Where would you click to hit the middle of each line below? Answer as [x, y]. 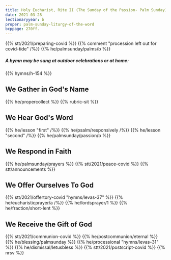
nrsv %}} [15, 253]
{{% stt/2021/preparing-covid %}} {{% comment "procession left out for [81, 43]
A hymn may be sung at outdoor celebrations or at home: [67, 60]
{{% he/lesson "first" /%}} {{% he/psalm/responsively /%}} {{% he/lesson [83, 130]
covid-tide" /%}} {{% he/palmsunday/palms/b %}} [58, 49]
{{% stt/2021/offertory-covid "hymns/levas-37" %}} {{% [64, 197]
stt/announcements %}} [31, 169]
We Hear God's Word [39, 118]
